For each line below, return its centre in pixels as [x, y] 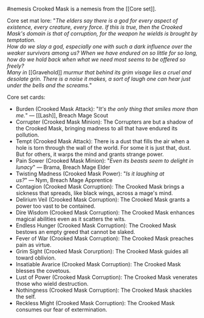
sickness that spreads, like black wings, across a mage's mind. [94, 193]
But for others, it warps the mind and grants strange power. [90, 154]
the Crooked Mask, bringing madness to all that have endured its [97, 128]
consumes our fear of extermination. [61, 309]
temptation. [21, 40]
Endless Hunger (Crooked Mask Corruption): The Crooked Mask [96, 225]
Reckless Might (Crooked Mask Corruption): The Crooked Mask [95, 303]
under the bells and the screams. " [49, 85]
